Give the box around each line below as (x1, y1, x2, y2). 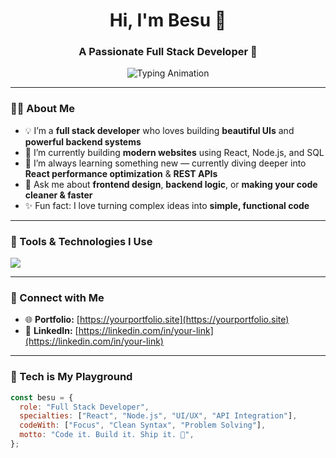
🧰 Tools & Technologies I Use (10, 234, 153, 248)
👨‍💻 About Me (10, 102, 75, 116)
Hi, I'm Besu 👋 (109, 9, 227, 32)
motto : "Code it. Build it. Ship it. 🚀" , (19, 430, 195, 440)
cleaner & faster (24, 189, 93, 201)
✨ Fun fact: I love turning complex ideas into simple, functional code (24, 199, 310, 211)
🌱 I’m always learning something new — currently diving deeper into (24, 157, 307, 169)
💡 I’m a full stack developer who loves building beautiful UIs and (24, 124, 295, 136)
